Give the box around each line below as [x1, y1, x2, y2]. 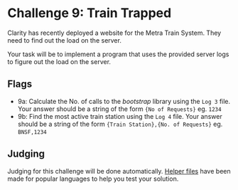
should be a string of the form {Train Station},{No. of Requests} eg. [17, 120, 223, 128]
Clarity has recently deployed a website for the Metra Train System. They [7, 28, 222, 37]
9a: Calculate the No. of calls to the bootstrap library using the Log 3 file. [17, 97, 231, 105]
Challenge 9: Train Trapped [7, 5, 172, 21]
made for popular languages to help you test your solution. [7, 174, 179, 183]
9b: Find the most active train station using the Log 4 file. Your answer [17, 112, 222, 120]
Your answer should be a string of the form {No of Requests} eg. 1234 [17, 105, 222, 113]
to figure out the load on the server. [7, 57, 112, 65]
